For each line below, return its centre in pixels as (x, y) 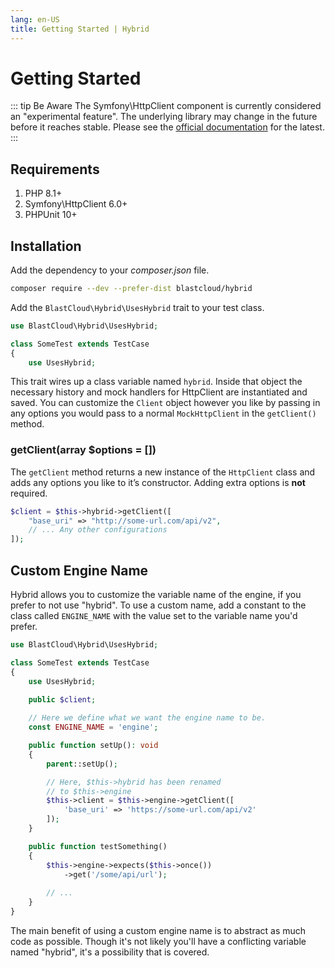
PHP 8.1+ (43, 193)
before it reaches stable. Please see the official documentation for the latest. (167, 127)
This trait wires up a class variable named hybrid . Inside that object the (156, 382)
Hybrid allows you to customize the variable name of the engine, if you (156, 595)
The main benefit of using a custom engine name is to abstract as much (158, 930)
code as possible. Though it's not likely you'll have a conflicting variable (158, 941)
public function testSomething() (98, 846)
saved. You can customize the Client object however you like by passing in (165, 403)
